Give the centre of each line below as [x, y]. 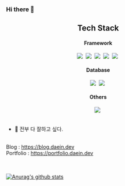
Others [98, 97]
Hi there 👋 [20, 9]
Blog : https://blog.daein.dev [40, 147]
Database [98, 70]
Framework [98, 43]
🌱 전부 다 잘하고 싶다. [39, 129]
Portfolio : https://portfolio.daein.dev [50, 153]
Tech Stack [98, 28]
